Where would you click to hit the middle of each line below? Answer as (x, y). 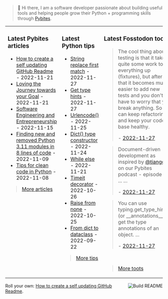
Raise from (83, 203)
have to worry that (139, 101)
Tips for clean (32, 165)
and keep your (135, 120)
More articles (37, 189)
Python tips (78, 46)
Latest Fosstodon (128, 39)
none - (78, 209)
